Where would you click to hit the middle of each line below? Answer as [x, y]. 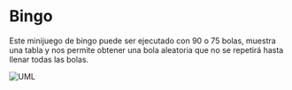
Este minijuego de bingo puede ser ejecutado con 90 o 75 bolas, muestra [142, 41]
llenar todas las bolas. [49, 59]
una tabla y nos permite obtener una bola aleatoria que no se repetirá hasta [146, 49]
